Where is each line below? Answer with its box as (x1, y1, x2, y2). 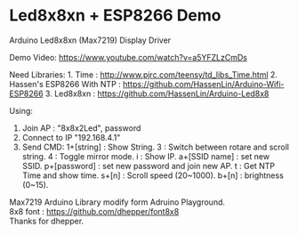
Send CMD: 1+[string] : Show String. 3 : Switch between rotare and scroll (21, 142, 289, 152)
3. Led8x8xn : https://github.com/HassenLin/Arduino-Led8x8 (44, 88, 270, 99)
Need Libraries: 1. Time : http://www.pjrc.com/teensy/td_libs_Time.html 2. (9, 69, 278, 80)
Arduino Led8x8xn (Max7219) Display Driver (9, 35, 172, 45)
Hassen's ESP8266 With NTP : (9, 78, 122, 89)
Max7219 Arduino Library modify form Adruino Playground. (9, 197, 225, 207)
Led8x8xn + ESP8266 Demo (9, 5, 221, 26)
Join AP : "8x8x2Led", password (21, 122, 141, 134)
